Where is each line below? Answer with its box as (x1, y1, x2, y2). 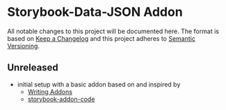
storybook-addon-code (27, 95, 95, 103)
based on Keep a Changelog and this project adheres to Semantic (7, 34, 196, 42)
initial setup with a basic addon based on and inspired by (17, 80, 181, 89)
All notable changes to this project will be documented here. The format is (7, 27, 219, 35)
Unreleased (7, 62, 59, 73)
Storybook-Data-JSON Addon (7, 4, 183, 20)
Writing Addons (27, 87, 73, 95)
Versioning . (7, 42, 40, 50)
